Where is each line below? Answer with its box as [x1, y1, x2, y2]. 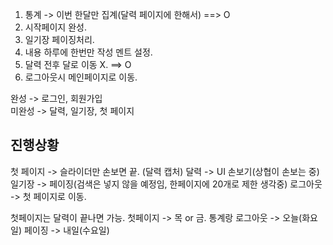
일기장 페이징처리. [24, 34, 95, 45]
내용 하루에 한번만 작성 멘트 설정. [24, 46, 153, 58]
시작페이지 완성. [24, 21, 87, 33]
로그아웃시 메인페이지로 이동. [24, 71, 138, 83]
